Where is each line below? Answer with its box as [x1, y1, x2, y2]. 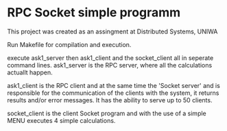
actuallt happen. [7, 68, 53, 76]
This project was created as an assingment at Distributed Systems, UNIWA [7, 27, 218, 35]
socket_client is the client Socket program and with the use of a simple [7, 109, 207, 117]
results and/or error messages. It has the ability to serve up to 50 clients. [7, 96, 213, 104]
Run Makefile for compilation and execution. [7, 40, 132, 48]
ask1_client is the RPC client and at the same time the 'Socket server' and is [7, 81, 221, 89]
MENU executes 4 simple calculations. [7, 116, 116, 124]
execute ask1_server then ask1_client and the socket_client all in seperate [7, 53, 214, 62]
